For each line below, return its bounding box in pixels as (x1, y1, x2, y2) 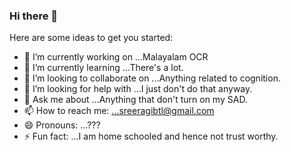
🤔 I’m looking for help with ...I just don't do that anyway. (23, 83, 253, 95)
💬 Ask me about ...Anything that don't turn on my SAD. (23, 94, 248, 106)
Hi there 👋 (9, 9, 59, 23)
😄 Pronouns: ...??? (23, 119, 101, 131)
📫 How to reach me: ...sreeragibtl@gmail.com (23, 105, 215, 117)
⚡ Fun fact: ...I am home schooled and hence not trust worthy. (23, 130, 279, 143)
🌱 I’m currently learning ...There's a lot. (23, 62, 184, 74)
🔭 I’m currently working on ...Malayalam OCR (23, 51, 209, 63)
